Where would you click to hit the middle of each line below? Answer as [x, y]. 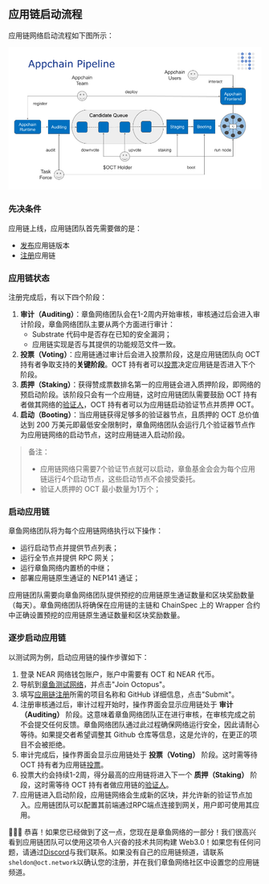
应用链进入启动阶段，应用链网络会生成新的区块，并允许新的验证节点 [132, 795]
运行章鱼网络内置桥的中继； [66, 568]
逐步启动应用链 [37, 638]
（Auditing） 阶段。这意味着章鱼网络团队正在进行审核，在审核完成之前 [138, 714]
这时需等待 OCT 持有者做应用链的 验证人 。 [104, 784]
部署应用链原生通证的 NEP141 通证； [80, 578]
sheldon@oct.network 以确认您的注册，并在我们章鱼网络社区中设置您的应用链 [134, 861]
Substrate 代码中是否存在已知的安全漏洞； [102, 334]
